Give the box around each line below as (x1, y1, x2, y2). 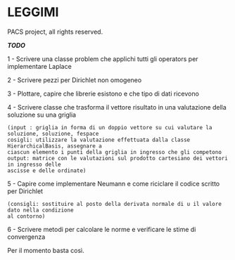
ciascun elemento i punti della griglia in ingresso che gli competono (7, 148, 222, 155)
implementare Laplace (7, 62, 72, 70)
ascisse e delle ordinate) (7, 167, 87, 174)
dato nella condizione (7, 207, 74, 214)
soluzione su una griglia (7, 110, 76, 119)
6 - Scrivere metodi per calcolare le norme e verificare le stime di (7, 225, 196, 233)
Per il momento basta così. (7, 246, 84, 254)
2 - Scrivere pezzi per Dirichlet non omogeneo (7, 75, 142, 84)
